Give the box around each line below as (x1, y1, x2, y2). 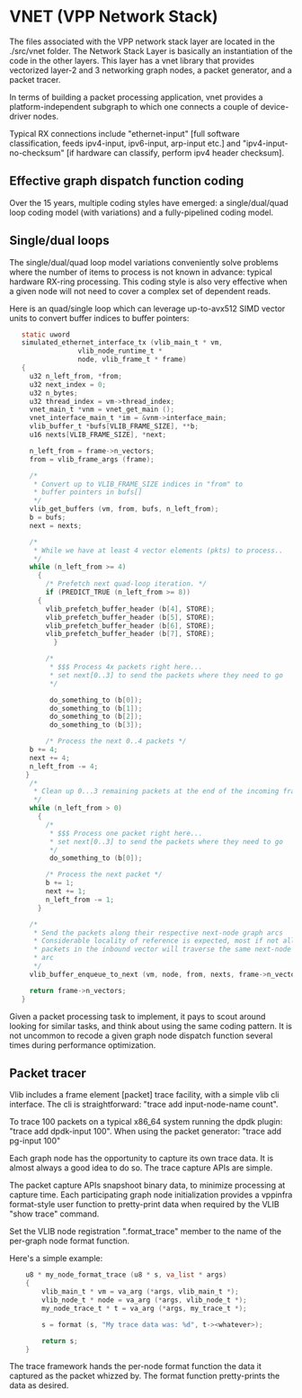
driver (9, 111, 31, 121)
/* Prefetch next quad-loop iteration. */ (45, 579, 207, 588)
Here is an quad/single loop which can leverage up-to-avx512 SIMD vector (9, 303, 286, 314)
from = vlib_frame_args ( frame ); (29, 454, 155, 464)
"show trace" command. (9, 1208, 100, 1220)
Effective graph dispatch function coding (9, 174, 244, 189)
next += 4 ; (29, 753, 70, 762)
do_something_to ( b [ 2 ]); (49, 712, 143, 721)
